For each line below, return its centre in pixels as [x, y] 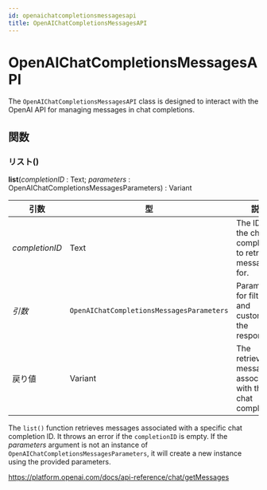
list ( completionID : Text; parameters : [70, 179]
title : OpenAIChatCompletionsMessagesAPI [78, 23]
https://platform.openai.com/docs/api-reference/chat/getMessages [119, 477]
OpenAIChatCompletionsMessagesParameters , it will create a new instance [125, 453]
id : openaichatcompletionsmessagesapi [72, 16]
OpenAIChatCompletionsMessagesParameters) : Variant [100, 188]
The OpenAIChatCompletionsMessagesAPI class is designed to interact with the [133, 101]
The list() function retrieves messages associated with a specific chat [125, 428]
